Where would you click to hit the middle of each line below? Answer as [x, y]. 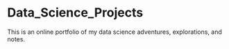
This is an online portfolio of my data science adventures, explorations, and [114, 32]
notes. [16, 39]
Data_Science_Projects [75, 13]
